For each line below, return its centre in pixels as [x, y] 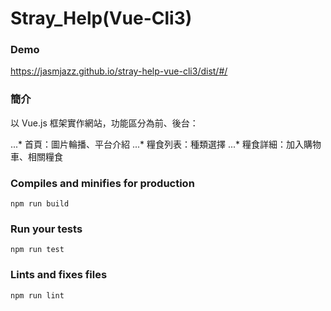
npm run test [37, 250]
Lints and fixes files [59, 275]
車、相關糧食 [36, 156]
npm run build [40, 204]
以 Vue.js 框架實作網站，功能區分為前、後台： [104, 123]
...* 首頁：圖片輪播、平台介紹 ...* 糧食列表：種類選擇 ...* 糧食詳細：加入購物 [166, 144]
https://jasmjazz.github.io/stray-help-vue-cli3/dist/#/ [119, 71]
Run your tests [46, 229]
